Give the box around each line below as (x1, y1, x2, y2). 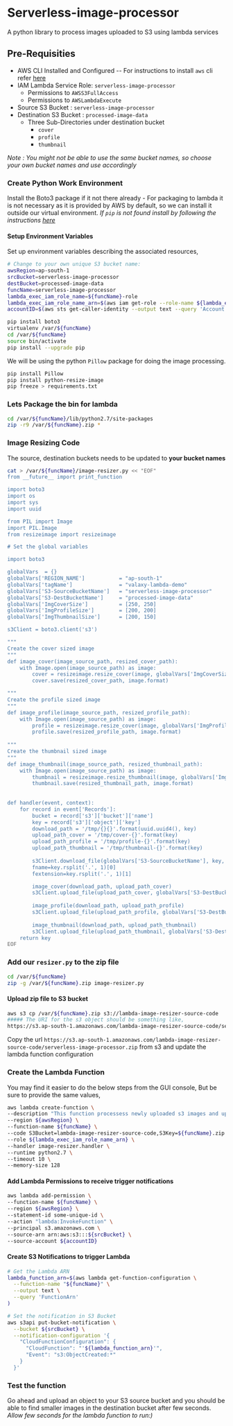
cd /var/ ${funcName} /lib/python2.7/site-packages (7, 415, 154, 422)
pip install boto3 (7, 318, 60, 325)
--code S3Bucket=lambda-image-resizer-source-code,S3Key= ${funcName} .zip (7, 1130, 225, 1137)
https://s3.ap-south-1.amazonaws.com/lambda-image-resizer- (44, 1037, 221, 1044)
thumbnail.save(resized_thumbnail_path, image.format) (32, 780, 194, 787)
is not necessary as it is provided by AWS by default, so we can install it (7, 201, 212, 209)
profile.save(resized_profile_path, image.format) (32, 728, 182, 736)
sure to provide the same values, (7, 1090, 101, 1099)
